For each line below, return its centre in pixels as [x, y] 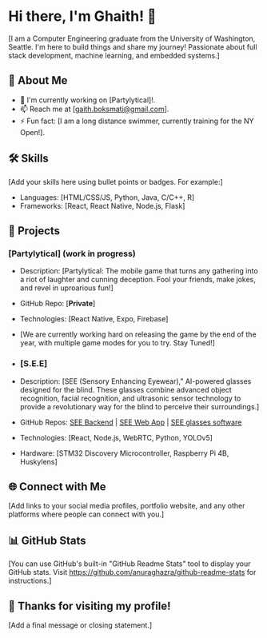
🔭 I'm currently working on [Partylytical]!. [88, 100]
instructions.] [30, 581]
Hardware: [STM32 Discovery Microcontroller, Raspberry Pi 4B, [124, 453]
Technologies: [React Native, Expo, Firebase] [94, 319]
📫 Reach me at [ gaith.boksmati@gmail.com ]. [94, 109]
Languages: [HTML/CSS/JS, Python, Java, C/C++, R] [107, 197]
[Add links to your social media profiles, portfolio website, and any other [127, 506]
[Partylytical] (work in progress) [72, 253]
